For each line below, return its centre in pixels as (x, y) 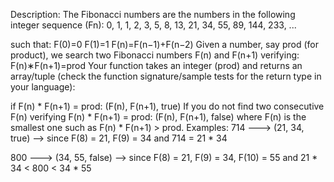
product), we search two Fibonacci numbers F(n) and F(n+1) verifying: (155, 55)
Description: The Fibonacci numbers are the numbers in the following (153, 14)
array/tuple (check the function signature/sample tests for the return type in (166, 76)
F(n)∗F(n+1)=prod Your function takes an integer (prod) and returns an (156, 65)
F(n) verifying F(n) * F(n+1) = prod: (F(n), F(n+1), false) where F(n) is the (158, 117)
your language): (43, 87)
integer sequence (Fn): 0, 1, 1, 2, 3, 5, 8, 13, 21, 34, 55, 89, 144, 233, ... (153, 25)
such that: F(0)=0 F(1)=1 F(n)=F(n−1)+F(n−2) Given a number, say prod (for (164, 44)
